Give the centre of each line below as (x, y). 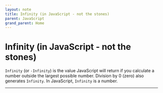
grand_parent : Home (25, 23)
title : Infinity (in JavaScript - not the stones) (57, 14)
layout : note (18, 9)
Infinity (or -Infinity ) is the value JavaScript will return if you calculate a (80, 71)
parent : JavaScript (25, 18)
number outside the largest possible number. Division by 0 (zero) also (74, 76)
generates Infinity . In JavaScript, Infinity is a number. (61, 81)
